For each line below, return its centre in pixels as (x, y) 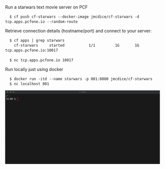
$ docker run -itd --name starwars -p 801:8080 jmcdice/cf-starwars (81, 79)
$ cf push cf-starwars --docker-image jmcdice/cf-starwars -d (74, 17)
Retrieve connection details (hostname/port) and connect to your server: (78, 31)
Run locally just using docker (34, 69)
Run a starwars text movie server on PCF (47, 7)
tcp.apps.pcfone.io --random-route (41, 22)
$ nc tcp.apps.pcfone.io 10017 (41, 60)
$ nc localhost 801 (29, 84)
